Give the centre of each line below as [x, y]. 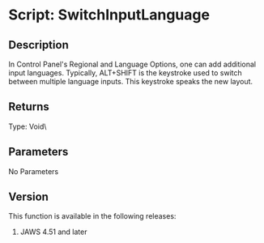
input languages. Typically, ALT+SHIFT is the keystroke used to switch [126, 73]
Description [38, 45]
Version [28, 197]
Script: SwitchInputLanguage [109, 15]
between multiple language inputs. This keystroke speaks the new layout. [131, 81]
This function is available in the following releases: [92, 216]
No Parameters [34, 171]
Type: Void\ [28, 126]
